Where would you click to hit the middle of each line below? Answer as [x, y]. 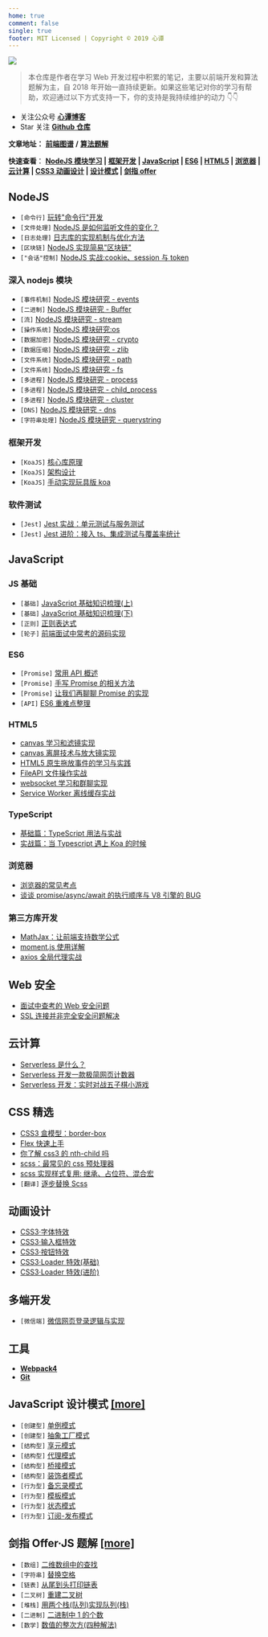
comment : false [34, 23]
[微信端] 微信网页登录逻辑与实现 [72, 1321]
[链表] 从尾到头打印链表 [59, 1584]
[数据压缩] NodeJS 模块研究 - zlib [74, 350]
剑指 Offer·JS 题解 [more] [71, 1543]
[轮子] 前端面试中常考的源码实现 [73, 633]
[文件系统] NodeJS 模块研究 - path [76, 359]
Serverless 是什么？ [53, 1064]
